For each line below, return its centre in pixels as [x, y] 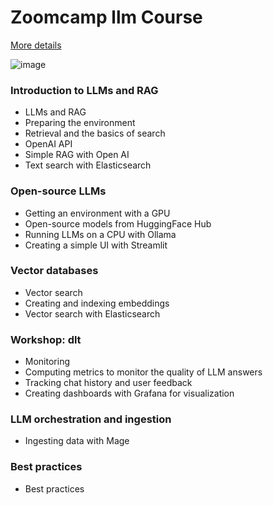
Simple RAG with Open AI [77, 155]
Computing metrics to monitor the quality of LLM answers [143, 372]
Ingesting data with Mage [77, 441]
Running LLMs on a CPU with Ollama [100, 234]
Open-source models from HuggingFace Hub [118, 223]
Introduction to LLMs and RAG [84, 90]
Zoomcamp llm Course [106, 17]
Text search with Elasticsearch [88, 165]
